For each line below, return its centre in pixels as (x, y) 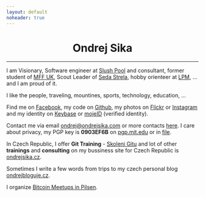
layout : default (27, 12)
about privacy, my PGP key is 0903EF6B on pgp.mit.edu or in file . (89, 132)
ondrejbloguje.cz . (28, 176)
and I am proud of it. (32, 84)
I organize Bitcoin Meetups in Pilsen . (52, 187)
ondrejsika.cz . (24, 157)
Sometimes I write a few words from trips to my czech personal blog (92, 169)
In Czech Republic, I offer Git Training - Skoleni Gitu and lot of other (92, 144)
